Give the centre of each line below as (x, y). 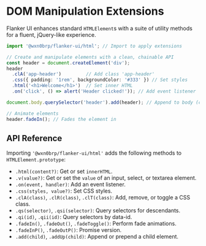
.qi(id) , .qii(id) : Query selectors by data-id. (74, 217)
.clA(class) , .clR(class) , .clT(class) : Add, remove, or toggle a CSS (103, 198)
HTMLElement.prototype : (36, 160)
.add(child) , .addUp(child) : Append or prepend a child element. (97, 237)
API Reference (34, 138)
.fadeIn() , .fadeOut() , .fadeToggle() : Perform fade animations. (96, 224)
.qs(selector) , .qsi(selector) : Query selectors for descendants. (98, 210)
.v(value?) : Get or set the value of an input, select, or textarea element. (106, 178)
